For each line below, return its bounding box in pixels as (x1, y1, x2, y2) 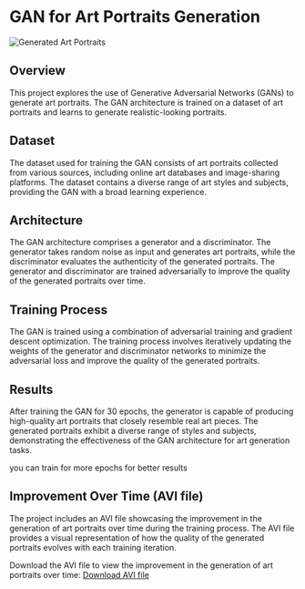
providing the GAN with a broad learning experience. (9, 186, 208, 197)
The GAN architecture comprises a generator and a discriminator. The (9, 237, 271, 248)
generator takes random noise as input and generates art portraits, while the (9, 246, 296, 257)
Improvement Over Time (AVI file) (9, 489, 204, 504)
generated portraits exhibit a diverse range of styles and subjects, (9, 426, 257, 436)
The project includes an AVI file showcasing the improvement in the (9, 512, 262, 523)
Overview (9, 63, 66, 78)
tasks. (9, 445, 33, 455)
